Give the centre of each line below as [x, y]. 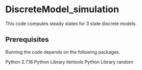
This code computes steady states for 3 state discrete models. [71, 24]
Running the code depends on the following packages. [63, 52]
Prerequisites [27, 40]
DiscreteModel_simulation [62, 9]
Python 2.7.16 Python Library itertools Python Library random [69, 62]
